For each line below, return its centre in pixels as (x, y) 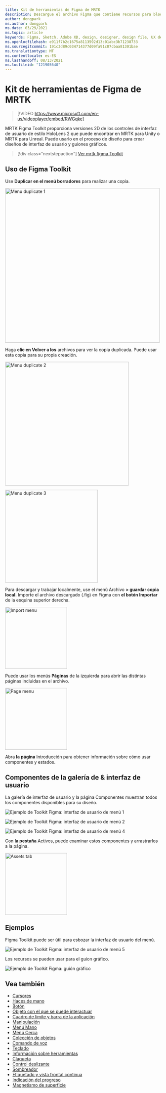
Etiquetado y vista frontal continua (47, 1075)
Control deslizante (31, 1064)
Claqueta (21, 1059)
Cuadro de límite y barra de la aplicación (53, 1017)
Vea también (25, 984)
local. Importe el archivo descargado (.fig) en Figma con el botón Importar (82, 594)
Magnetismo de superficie (39, 1085)
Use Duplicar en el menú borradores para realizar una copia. (67, 181)
